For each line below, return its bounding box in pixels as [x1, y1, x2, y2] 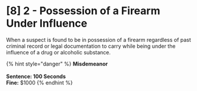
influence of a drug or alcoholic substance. [6, 48, 111, 56]
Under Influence [6, 17, 88, 30]
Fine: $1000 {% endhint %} [6, 79, 73, 86]
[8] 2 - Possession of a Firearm [6, 4, 161, 18]
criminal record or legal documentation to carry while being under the [6, 43, 176, 50]
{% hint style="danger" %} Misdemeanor [6, 60, 108, 67]
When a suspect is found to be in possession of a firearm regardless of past [6, 36, 191, 43]
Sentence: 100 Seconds [6, 73, 66, 80]
